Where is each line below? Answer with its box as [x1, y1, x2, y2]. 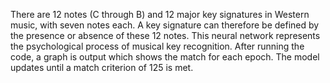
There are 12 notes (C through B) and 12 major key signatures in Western [10, 9, 310, 20]
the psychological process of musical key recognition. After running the [10, 40, 305, 52]
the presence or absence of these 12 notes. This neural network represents [10, 30, 321, 41]
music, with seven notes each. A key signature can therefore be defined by [10, 19, 320, 31]
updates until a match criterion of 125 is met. [10, 62, 194, 73]
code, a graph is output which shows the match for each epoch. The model [10, 51, 320, 63]
